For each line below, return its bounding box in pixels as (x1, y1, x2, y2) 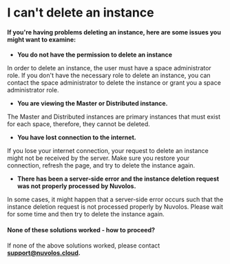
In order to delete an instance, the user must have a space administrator (7, 64, 211, 72)
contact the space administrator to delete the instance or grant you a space (7, 79, 222, 87)
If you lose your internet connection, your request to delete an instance (7, 147, 209, 155)
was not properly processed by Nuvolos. (17, 182, 136, 190)
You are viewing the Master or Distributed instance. (17, 99, 168, 108)
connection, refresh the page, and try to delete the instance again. (7, 161, 196, 170)
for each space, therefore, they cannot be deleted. (7, 120, 150, 128)
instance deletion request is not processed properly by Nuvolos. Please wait (7, 203, 224, 211)
